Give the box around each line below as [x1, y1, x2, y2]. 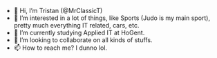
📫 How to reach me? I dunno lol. [13, 43, 108, 52]
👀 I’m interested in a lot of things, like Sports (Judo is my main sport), [13, 14, 211, 22]
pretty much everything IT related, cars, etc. [13, 21, 140, 29]
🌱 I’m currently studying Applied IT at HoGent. [13, 28, 145, 37]
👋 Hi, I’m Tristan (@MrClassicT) [13, 7, 103, 14]
